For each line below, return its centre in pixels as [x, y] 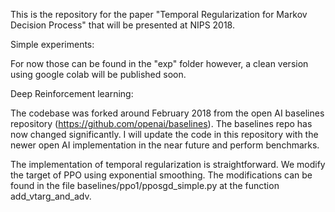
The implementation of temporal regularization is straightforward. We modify [168, 164]
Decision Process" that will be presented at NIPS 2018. [122, 25]
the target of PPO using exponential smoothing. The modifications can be [161, 175]
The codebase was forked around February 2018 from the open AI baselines [167, 113]
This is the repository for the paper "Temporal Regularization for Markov [159, 14]
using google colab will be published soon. [98, 74]
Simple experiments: [52, 44]
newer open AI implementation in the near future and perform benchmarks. [165, 145]
